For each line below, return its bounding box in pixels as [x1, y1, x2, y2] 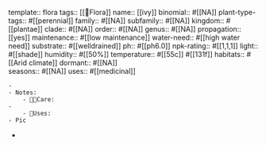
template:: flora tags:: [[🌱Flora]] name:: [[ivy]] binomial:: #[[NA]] [8, 8, 217, 17]
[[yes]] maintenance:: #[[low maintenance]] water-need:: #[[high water [8, 32, 241, 42]
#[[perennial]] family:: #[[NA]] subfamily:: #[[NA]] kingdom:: [28, 16, 225, 25]
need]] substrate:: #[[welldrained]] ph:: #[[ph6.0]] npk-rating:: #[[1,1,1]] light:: [8, 41, 258, 51]
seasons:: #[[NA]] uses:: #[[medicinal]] [8, 67, 137, 75]
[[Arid [8, 58, 28, 67]
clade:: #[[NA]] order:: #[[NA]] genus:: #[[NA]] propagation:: [44, 25, 242, 33]
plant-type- [218, 8, 256, 17]
